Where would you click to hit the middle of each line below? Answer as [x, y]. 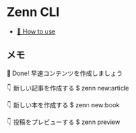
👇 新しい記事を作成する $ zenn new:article [68, 88]
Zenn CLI [33, 12]
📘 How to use [36, 31]
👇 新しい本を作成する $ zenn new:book [63, 104]
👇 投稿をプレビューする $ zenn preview [63, 122]
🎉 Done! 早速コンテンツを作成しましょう [65, 73]
